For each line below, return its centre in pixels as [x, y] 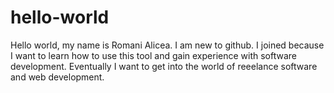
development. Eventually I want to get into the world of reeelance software [164, 66]
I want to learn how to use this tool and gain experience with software [154, 55]
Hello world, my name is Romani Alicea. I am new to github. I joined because [167, 45]
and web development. [57, 77]
